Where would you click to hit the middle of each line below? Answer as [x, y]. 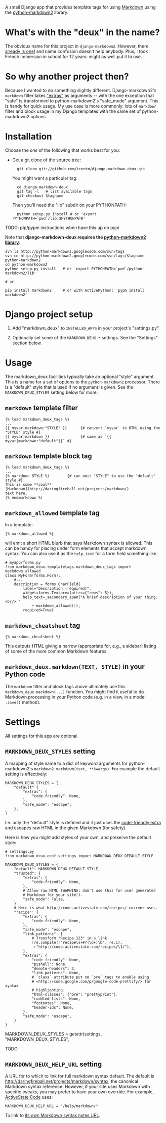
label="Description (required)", [57, 589]
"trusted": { [27, 873]
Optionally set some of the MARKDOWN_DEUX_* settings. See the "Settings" [85, 337]
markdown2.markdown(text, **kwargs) [72, 769]
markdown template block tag [49, 456]
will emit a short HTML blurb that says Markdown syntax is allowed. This [79, 543]
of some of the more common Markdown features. [56, 651]
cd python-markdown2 [26, 264]
